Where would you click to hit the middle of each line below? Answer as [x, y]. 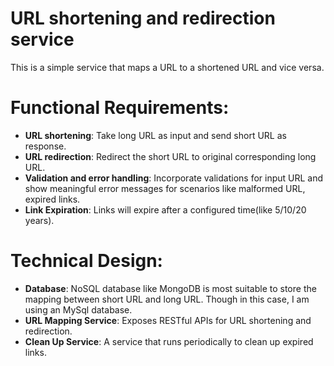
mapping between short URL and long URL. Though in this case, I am [167, 299]
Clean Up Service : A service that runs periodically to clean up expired [169, 341]
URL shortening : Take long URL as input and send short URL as [155, 135]
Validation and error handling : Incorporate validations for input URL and [174, 178]
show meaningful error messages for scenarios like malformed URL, [165, 188]
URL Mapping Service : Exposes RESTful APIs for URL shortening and [168, 320]
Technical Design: [86, 261]
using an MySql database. [78, 309]
